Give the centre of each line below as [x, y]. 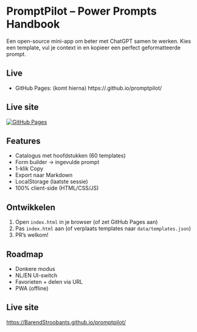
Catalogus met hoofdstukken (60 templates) [70, 156]
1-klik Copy [29, 168]
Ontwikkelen [31, 207]
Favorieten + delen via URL [49, 282]
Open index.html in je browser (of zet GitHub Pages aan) [86, 222]
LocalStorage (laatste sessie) [51, 182]
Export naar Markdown [44, 175]
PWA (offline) [32, 288]
